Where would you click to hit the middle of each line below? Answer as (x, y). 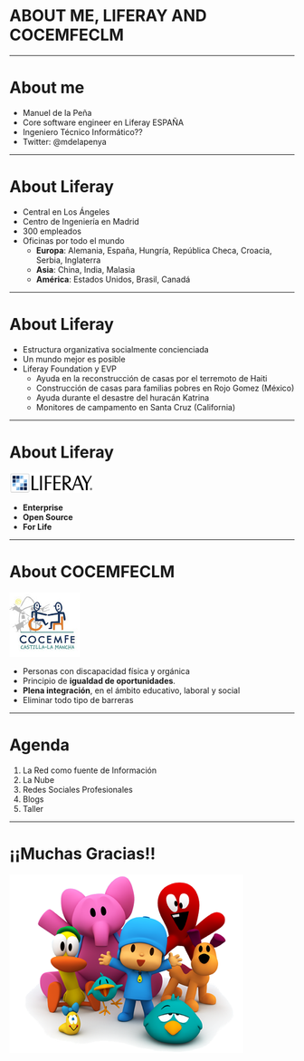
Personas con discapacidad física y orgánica (106, 670)
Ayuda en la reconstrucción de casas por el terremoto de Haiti (152, 378)
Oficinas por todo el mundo (73, 240)
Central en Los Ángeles (66, 212)
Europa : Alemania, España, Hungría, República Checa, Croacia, (154, 250)
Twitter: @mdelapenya (64, 141)
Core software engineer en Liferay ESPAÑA (103, 122)
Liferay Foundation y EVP (70, 369)
